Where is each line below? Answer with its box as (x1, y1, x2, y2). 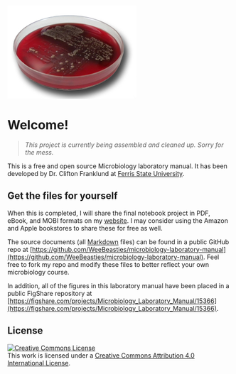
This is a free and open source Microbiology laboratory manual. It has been (7, 162, 227, 170)
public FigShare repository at (7, 289, 92, 297)
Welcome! (7, 117, 69, 133)
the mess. (24, 148, 54, 156)
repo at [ (7, 245, 33, 253)
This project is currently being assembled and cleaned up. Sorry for (24, 141, 224, 149)
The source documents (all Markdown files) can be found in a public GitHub (7, 237, 230, 246)
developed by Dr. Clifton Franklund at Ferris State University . (7, 169, 185, 177)
